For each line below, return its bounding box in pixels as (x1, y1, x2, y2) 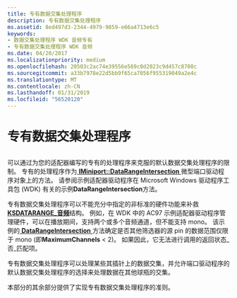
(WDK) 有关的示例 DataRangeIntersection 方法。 (20, 185, 162, 193)
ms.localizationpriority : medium (7, 57, 106, 64)
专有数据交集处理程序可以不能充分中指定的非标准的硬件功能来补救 (7, 200, 199, 208)
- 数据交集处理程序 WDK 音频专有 (7, 37, 93, 44)
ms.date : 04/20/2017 (7, 50, 68, 57)
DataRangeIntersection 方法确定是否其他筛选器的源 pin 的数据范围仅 (20, 226, 223, 234)
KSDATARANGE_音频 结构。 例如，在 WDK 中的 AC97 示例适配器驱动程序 (7, 208, 220, 217)
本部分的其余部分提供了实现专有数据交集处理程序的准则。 (7, 282, 174, 291)
